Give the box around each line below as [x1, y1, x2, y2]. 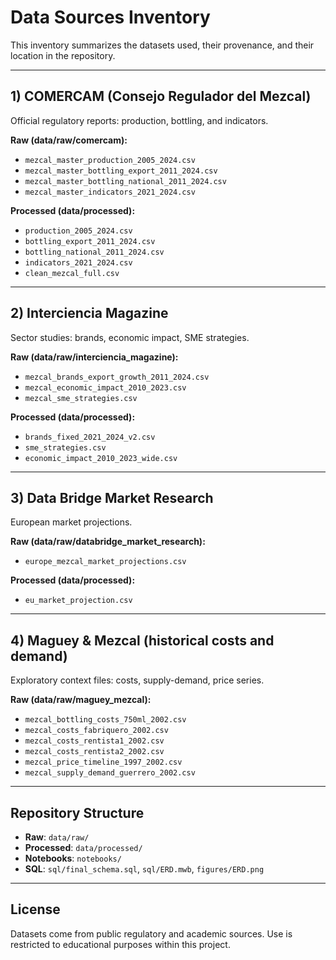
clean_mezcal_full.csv [24, 268, 120, 278]
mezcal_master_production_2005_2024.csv [24, 155, 196, 165]
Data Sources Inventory [10, 6, 211, 29]
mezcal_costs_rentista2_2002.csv [24, 747, 165, 757]
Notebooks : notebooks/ [24, 852, 122, 864]
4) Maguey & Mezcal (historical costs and [10, 632, 275, 649]
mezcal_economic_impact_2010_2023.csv [24, 382, 187, 393]
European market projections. [10, 516, 133, 528]
